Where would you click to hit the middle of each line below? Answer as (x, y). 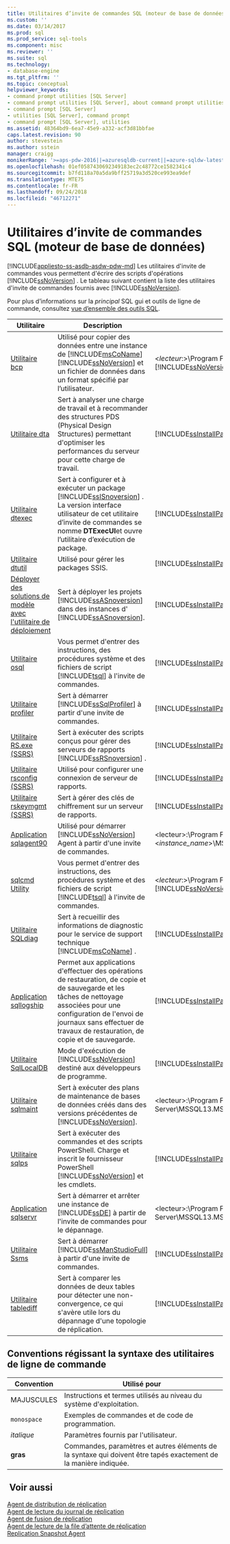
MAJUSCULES (34, 1399)
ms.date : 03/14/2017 (37, 26)
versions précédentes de (97, 1113)
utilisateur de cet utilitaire (98, 513)
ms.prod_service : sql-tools (47, 39)
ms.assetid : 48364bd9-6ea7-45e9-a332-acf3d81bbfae (81, 128)
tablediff (24, 1308)
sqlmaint (24, 1109)
